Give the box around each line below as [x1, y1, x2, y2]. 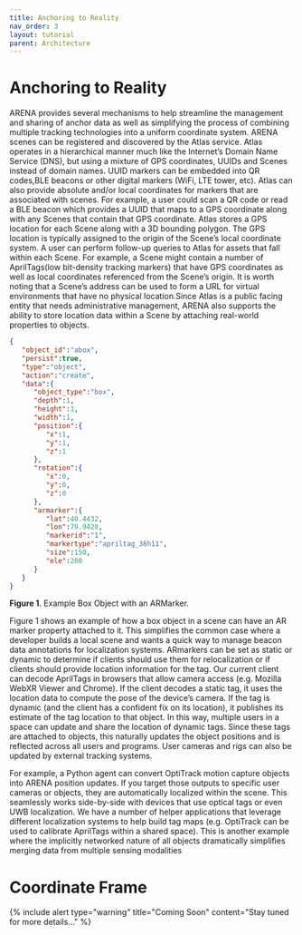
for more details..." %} [9, 917, 92, 928]
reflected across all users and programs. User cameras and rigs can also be [9, 741, 292, 752]
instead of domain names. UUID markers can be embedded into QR [9, 165, 260, 177]
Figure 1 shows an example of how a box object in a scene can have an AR [9, 616, 287, 627]
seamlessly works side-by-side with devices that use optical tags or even [9, 797, 283, 808]
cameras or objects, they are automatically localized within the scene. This [9, 787, 288, 798]
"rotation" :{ [33, 463, 83, 472]
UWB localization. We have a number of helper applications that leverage [9, 806, 282, 817]
